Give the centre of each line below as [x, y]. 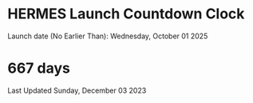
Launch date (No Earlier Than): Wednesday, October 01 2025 [108, 36]
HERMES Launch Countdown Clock [126, 14]
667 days [39, 68]
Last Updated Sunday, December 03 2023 [77, 90]
